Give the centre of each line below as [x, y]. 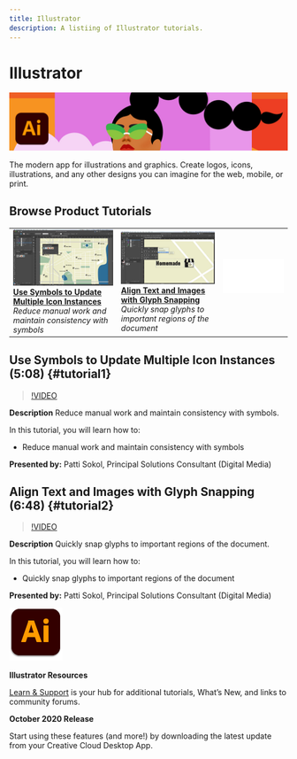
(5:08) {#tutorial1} [61, 374]
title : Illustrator [45, 19]
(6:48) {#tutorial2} [62, 506]
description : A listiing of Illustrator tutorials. [106, 28]
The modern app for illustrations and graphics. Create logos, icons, [131, 165]
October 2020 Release [52, 719]
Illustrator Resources [49, 675]
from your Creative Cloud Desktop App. [81, 746]
